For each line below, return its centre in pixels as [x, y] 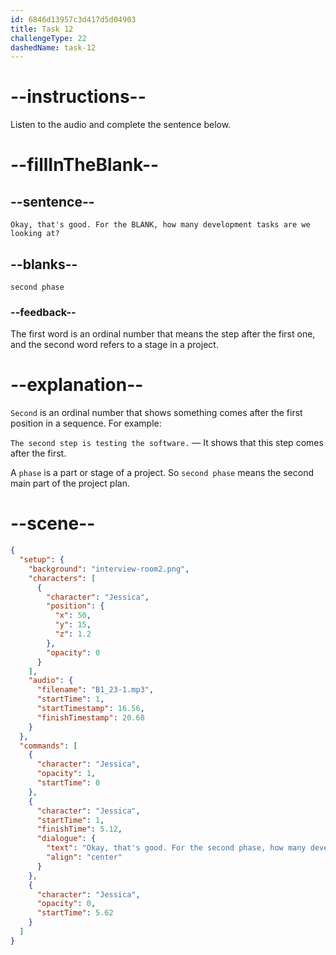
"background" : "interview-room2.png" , [109, 569]
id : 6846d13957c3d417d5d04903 [73, 19]
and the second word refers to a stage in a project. [114, 345]
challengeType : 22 [48, 38]
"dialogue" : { [66, 839]
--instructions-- [78, 97]
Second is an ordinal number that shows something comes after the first [156, 413]
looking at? [35, 234]
